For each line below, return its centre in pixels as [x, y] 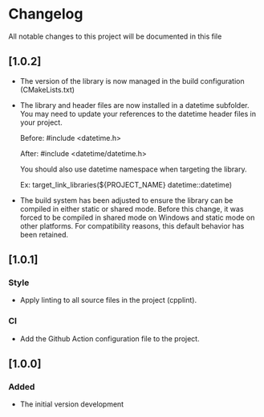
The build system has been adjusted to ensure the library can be [126, 200]
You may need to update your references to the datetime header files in [138, 114]
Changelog [46, 14]
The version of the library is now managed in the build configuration [132, 81]
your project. [41, 122]
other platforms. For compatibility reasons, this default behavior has [132, 225]
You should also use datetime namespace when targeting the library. [133, 169]
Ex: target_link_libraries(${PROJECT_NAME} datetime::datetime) [126, 184]
